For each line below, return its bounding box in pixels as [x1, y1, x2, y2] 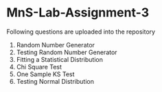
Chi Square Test [16, 62, 62, 71]
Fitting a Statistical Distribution [16, 55, 104, 63]
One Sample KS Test [16, 70, 75, 78]
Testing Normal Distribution [16, 77, 94, 85]
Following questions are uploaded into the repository [6, 27, 156, 36]
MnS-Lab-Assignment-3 [6, 5, 149, 21]
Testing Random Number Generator [16, 48, 117, 56]
